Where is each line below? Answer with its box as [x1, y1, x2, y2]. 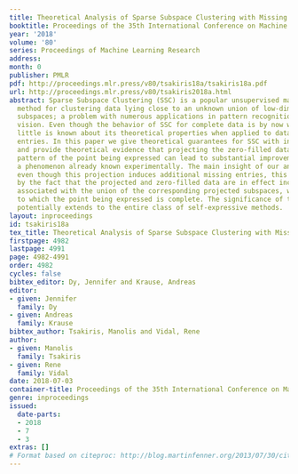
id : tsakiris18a [9, 220, 69, 229]
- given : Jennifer [9, 294, 77, 303]
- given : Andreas [9, 310, 74, 320]
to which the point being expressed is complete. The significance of [17, 195, 284, 205]
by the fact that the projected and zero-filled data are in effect [17, 179, 276, 188]
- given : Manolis [9, 343, 74, 352]
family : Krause [17, 319, 74, 328]
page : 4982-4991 [9, 253, 69, 262]
